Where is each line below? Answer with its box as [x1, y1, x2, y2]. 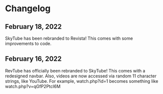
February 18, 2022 [5, 23, 62, 31]
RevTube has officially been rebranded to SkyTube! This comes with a [5, 68, 145, 73]
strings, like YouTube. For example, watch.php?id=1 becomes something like [5, 78, 159, 84]
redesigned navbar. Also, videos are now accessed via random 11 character [5, 73, 157, 79]
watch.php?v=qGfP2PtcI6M [5, 83, 61, 89]
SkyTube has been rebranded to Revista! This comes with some [5, 35, 133, 41]
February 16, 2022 [5, 55, 62, 63]
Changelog [5, 3, 51, 14]
